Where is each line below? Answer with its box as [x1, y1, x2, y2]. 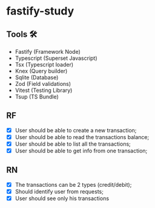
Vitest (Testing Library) [15, 86, 73, 94]
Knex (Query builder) [15, 68, 68, 74]
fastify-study [6, 4, 74, 18]
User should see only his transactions [15, 195, 110, 202]
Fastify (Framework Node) [15, 48, 81, 55]
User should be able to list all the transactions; [15, 140, 131, 148]
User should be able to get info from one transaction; [15, 147, 148, 154]
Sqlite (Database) [15, 74, 59, 81]
